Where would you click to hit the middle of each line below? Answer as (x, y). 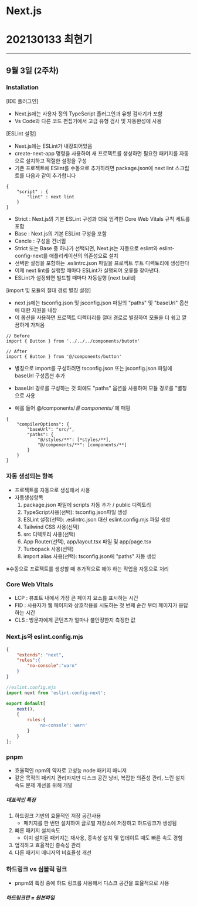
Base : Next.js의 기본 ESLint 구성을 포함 (61, 233)
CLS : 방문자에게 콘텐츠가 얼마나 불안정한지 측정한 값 (75, 620)
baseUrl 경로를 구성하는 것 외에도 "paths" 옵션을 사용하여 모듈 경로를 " (96, 388)
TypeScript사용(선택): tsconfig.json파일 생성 (75, 512)
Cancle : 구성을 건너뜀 (40, 241)
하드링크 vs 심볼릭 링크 (37, 869)
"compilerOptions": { (43, 424)
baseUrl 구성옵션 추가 (40, 376)
